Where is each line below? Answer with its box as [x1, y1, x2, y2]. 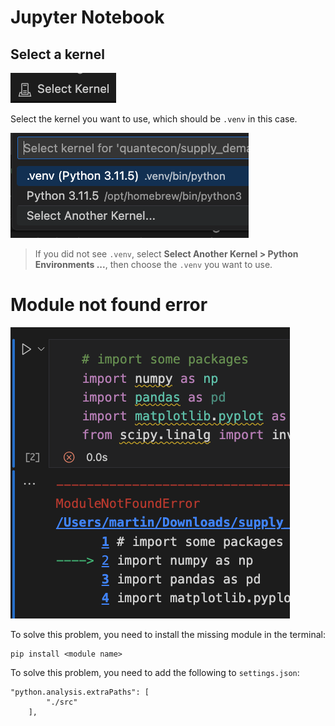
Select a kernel [10, 46, 105, 63]
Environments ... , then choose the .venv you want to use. [34, 259, 273, 270]
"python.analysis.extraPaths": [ [10, 687, 150, 697]
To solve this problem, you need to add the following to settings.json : [10, 666, 300, 678]
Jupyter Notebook [10, 6, 165, 29]
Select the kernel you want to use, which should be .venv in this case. [10, 113, 298, 125]
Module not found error [10, 294, 208, 316]
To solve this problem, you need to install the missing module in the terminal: [10, 628, 326, 640]
